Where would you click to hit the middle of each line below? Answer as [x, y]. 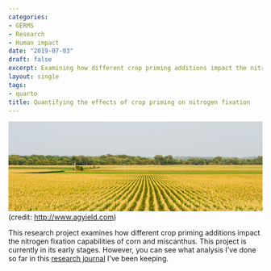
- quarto [23, 94]
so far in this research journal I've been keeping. [89, 259]
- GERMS [21, 25]
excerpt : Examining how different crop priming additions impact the [128, 69]
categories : [28, 17]
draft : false [30, 60]
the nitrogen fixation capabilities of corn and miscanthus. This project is [127, 241]
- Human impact [34, 43]
